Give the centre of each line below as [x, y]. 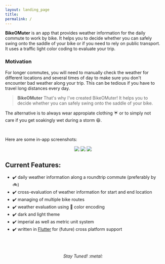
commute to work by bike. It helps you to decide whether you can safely [79, 38]
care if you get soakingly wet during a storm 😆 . [54, 120]
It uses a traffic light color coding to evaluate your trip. [60, 49]
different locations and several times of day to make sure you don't [73, 78]
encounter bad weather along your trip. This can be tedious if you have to [80, 83]
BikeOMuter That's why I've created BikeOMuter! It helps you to [82, 98]
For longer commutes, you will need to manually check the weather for [77, 72]
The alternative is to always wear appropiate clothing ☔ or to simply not [78, 113]
